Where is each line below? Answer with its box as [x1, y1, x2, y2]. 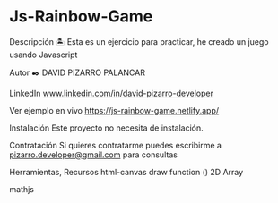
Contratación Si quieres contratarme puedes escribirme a [9, 140, 222, 150]
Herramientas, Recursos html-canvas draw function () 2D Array [9, 166, 244, 177]
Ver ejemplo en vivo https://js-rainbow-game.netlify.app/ [9, 105, 220, 115]
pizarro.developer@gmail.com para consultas [9, 149, 178, 160]
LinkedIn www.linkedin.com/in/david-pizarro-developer [9, 88, 213, 98]
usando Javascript [9, 49, 78, 60]
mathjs [9, 183, 34, 194]
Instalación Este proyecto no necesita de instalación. [9, 123, 204, 133]
